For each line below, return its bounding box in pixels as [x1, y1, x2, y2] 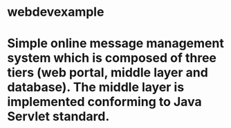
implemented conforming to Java [7, 94, 202, 110]
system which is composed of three [7, 50, 216, 66]
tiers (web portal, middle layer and [7, 65, 209, 81]
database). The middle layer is [7, 80, 185, 95]
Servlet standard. [7, 109, 110, 125]
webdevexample [7, 4, 104, 20]
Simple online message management [7, 36, 225, 52]
